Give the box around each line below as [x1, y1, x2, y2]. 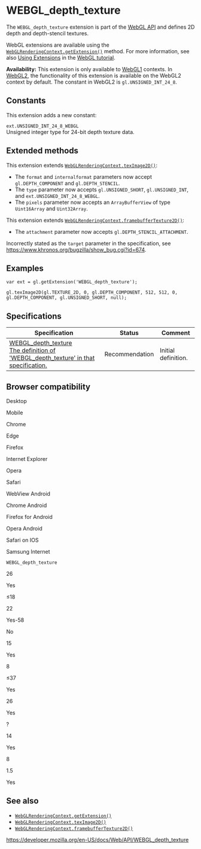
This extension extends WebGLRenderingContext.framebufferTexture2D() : [6, 216, 184, 224]
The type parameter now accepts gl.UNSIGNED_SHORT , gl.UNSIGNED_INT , [14, 186, 189, 193]
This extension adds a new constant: [6, 111, 97, 118]
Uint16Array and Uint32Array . [14, 204, 88, 212]
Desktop [6, 398, 27, 404]
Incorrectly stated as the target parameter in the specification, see [6, 240, 171, 247]
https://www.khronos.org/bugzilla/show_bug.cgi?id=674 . [6, 246, 147, 253]
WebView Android [6, 490, 51, 497]
